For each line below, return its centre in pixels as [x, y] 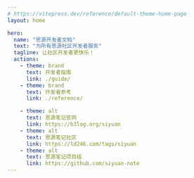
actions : [26, 59]
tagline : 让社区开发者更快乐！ [54, 53]
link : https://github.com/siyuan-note [83, 164]
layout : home [26, 20]
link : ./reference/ [54, 98]
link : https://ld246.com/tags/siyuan [81, 144]
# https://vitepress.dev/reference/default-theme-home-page [97, 14]
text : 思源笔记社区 [51, 137]
